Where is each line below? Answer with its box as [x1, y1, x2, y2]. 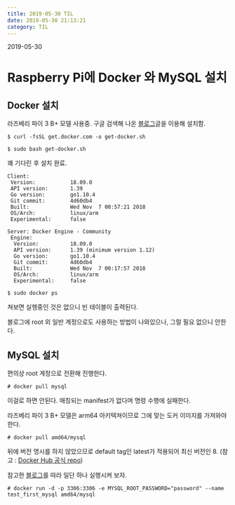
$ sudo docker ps [7, 289, 58, 297]
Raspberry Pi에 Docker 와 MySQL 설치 [7, 70, 228, 85]
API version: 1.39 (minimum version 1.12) [13, 247, 156, 254]
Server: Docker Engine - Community [7, 228, 112, 235]
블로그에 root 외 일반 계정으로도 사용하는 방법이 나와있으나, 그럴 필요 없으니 [7, 317, 214, 327]
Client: [7, 173, 30, 180]
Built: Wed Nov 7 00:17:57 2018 [13, 265, 146, 273]
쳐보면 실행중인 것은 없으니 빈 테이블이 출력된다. [7, 303, 139, 311]
